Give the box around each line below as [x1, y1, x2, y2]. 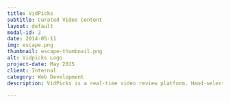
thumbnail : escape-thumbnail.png [7, 48, 103, 55]
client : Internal [7, 67, 57, 74]
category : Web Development [7, 73, 84, 80]
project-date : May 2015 [7, 61, 75, 68]
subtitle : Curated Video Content [7, 16, 103, 23]
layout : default [7, 23, 53, 29]
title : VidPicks [7, 10, 53, 17]
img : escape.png [7, 42, 53, 48]
